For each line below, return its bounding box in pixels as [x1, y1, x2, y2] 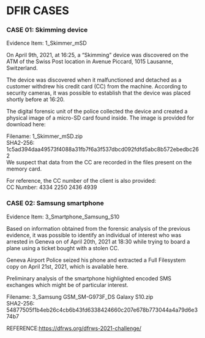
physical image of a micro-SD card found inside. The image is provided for [6, 114, 195, 121]
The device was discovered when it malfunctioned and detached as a [6, 76, 182, 83]
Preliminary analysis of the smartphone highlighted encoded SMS [6, 274, 172, 282]
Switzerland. [6, 64, 38, 72]
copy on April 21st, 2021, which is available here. [6, 263, 129, 270]
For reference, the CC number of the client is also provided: [6, 177, 157, 185]
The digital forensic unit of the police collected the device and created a [6, 108, 188, 115]
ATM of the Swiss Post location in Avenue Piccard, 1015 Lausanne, [6, 58, 173, 65]
